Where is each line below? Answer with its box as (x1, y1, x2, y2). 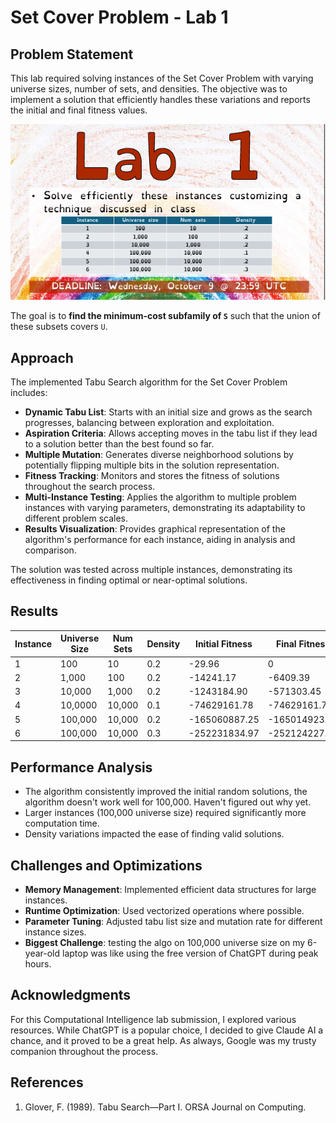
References (10, 1074, 84, 1091)
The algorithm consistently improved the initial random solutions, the (24, 786, 308, 798)
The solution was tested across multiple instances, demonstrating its (10, 564, 293, 576)
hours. (24, 957, 52, 970)
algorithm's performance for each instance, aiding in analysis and (24, 534, 296, 546)
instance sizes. (24, 926, 87, 938)
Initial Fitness (194, 637, 253, 650)
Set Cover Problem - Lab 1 (10, 6, 229, 29)
